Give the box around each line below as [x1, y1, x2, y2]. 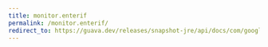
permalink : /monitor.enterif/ [8, 19, 109, 27]
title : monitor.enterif [8, 11, 88, 20]
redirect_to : [8, 26, 52, 34]
